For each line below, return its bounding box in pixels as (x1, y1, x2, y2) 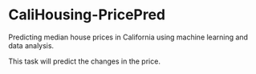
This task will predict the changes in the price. (8, 56, 161, 66)
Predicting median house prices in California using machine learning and (8, 32, 249, 42)
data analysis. (8, 40, 55, 50)
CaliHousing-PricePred (8, 6, 166, 24)
